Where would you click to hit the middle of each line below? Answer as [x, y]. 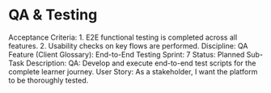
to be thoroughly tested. [49, 80]
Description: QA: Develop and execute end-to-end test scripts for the [141, 63]
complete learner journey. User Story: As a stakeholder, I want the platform [133, 71]
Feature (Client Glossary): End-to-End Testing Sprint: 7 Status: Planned [127, 54]
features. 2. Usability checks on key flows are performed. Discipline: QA [128, 45]
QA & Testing [53, 15]
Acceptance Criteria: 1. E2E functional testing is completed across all [123, 37]
